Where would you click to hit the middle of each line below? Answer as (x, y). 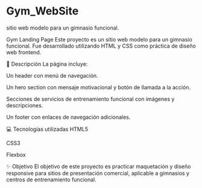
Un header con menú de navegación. (52, 75)
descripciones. (25, 105)
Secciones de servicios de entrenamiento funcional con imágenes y (90, 99)
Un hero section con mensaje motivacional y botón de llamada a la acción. (99, 87)
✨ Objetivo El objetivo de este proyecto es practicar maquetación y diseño (99, 166)
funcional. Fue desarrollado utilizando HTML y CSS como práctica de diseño (101, 46)
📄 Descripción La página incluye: (47, 64)
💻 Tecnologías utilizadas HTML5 (47, 129)
